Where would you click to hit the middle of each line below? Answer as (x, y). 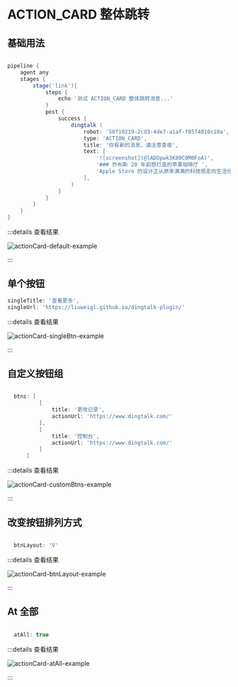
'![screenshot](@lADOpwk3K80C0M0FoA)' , (155, 158)
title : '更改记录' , (78, 410)
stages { (33, 79)
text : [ (95, 152)
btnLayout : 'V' (36, 545)
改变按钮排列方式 (45, 522)
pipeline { (23, 66)
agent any (35, 72)
